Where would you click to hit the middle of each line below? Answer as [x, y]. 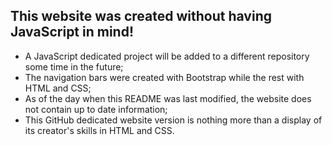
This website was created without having [141, 16]
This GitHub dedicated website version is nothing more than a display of [173, 120]
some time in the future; [74, 66]
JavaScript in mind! [72, 32]
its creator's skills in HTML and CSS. [99, 130]
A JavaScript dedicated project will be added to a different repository [167, 56]
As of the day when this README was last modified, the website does [168, 98]
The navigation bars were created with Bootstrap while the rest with [164, 77]
